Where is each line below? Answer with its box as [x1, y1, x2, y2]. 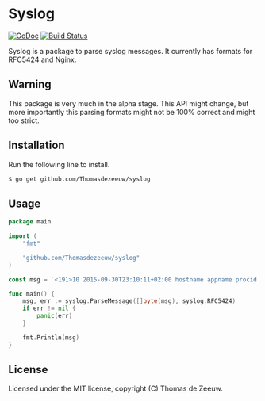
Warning [8, 78, 52, 91]
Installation [8, 139, 65, 152]
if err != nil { [22, 304, 77, 313]
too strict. [8, 116, 40, 125]
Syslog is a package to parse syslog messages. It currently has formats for [8, 46, 253, 55]
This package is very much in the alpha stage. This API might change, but [8, 98, 249, 108]
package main [8, 218, 52, 226]
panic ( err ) [36, 312, 73, 320]
